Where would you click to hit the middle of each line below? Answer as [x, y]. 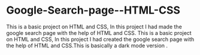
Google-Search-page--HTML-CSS [93, 10]
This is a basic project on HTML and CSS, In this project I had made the [94, 27]
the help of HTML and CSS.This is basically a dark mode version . [87, 46]
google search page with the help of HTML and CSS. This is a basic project [99, 33]
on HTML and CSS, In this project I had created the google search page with [100, 39]
